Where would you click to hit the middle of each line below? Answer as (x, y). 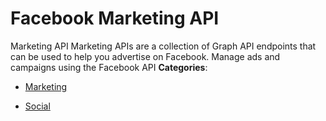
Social (37, 106)
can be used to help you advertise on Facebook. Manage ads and (145, 56)
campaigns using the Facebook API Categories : (109, 67)
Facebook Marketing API (115, 18)
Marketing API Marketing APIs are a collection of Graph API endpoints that (163, 46)
